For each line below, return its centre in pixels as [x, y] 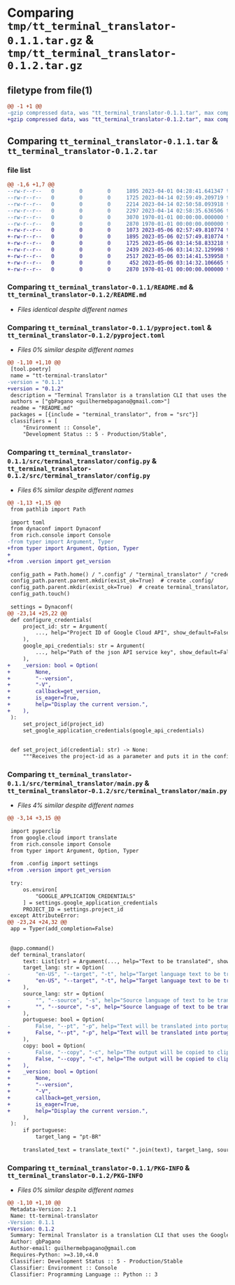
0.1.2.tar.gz [45, 66]
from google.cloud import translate [64, 837]
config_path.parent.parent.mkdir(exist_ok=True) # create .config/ [112, 581]
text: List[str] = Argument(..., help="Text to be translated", [119, 961]
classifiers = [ [34, 421]
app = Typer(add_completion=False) [62, 929]
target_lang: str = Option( [64, 968]
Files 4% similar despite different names [76, 805]
